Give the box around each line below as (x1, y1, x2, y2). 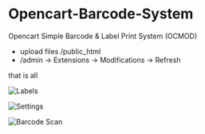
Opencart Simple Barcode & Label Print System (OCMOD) (8, 31, 198, 41)
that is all (8, 70, 38, 80)
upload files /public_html (19, 46, 101, 56)
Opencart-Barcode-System (8, 5, 194, 23)
